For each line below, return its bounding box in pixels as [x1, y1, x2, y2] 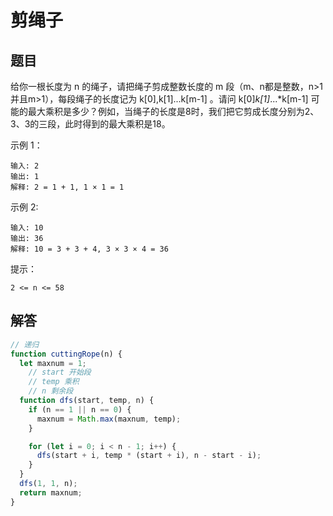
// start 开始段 [28, 367, 92, 378]
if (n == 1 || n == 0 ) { [28, 404, 132, 415]
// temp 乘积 [28, 377, 80, 387]
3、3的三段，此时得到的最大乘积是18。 [10, 118, 171, 130]
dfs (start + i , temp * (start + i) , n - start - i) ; [36, 451, 262, 461]
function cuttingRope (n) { [10, 349, 123, 359]
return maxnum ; [19, 487, 83, 498]
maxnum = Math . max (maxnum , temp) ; [36, 414, 182, 424]
